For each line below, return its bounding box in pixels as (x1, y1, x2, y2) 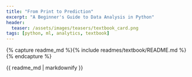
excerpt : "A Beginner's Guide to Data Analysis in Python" (6, 14, 155, 20)
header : (6, 19, 25, 25)
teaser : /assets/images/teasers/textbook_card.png (11, 25, 139, 31)
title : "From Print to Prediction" (6, 8, 94, 15)
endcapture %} (14, 53, 52, 60)
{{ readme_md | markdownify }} (6, 64, 84, 71)
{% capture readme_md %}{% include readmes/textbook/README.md (6, 46, 178, 53)
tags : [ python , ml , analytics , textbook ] (6, 31, 110, 36)
